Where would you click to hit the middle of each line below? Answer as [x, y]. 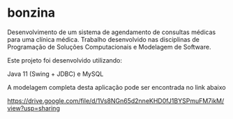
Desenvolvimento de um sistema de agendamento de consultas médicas [112, 32]
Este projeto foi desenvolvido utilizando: [65, 60]
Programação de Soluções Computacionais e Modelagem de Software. [109, 47]
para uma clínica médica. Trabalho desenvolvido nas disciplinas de [104, 39]
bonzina [31, 13]
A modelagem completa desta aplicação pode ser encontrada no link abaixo [116, 87]
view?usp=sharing [34, 108]
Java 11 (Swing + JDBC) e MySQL [55, 74]
